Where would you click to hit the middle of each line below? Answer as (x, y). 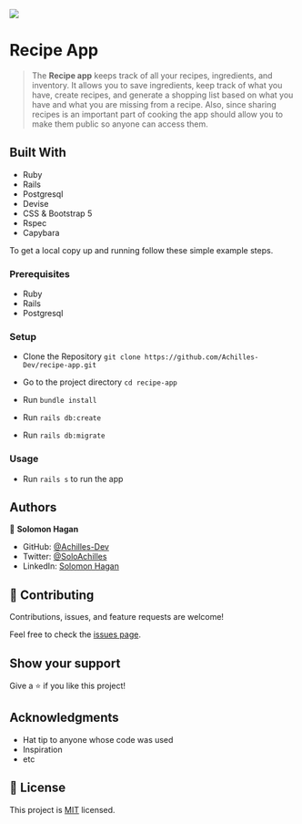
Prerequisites (40, 273)
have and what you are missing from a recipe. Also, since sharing (154, 104)
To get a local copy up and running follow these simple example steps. (141, 250)
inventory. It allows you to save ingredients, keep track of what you (157, 85)
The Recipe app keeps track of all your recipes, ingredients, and (152, 75)
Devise (35, 203)
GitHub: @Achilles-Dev (65, 547)
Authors (33, 507)
